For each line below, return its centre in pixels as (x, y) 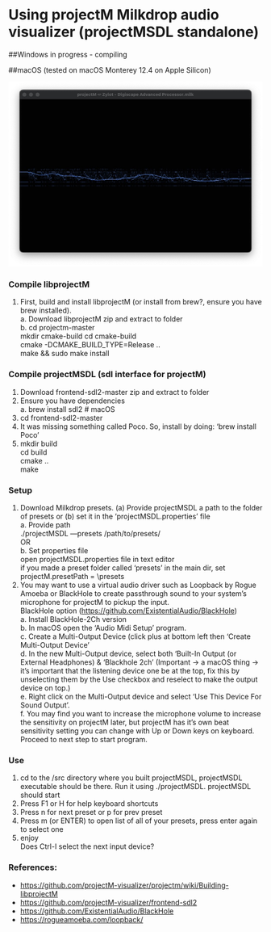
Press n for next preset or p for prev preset (91, 812)
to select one (42, 829)
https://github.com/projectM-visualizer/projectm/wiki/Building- (124, 885)
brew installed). (46, 311)
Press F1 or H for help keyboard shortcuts (89, 804)
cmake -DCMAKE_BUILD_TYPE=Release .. (90, 345)
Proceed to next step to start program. (83, 740)
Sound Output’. (45, 705)
